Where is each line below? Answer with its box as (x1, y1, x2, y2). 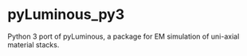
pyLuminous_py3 (7, 6, 125, 24)
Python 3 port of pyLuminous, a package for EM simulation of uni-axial (7, 32, 240, 41)
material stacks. (7, 39, 60, 49)
